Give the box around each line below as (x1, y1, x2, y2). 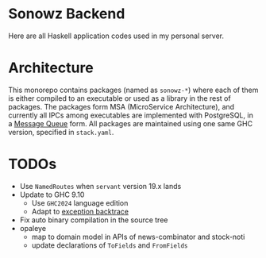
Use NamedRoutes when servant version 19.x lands (19, 181, 182, 191)
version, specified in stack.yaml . (8, 127, 114, 137)
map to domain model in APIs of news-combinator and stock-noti (31, 232, 245, 241)
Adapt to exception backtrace (31, 206, 129, 216)
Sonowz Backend (8, 5, 125, 23)
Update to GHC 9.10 (19, 190, 85, 199)
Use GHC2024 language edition (31, 198, 129, 207)
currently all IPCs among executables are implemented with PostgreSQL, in (8, 110, 254, 120)
